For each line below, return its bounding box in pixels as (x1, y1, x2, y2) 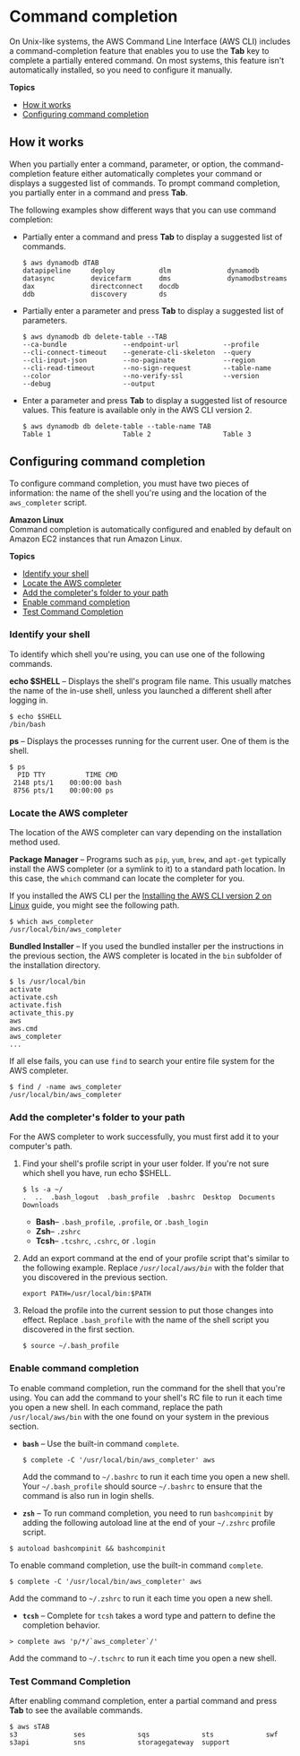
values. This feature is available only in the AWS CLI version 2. (21, 404, 253, 415)
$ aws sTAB (9, 1723, 50, 1732)
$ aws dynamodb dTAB (21, 258, 99, 267)
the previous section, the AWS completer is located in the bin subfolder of (9, 950, 282, 961)
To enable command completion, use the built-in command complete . (9, 1560, 264, 1570)
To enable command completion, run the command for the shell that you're (9, 1382, 286, 1393)
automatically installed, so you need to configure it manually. (9, 65, 233, 75)
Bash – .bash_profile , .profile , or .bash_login (35, 1216, 209, 1227)
